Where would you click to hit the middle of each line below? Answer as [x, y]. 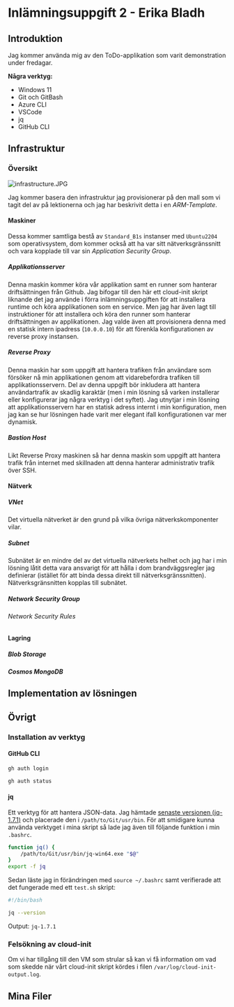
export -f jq [27, 867]
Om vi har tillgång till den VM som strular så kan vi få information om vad [112, 960]
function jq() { [31, 847]
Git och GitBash [40, 97]
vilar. [15, 527]
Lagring [19, 638]
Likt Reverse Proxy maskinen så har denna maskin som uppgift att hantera [114, 455]
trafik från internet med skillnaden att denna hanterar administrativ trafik [111, 462]
